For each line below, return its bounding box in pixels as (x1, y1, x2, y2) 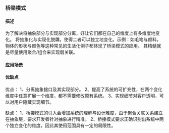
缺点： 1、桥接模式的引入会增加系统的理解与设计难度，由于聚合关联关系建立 (5, 110, 163, 116)
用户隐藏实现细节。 (14, 99, 54, 105)
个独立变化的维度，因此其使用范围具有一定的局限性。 (5, 122, 116, 128)
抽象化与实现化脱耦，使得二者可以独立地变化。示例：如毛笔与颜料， (19, 36, 161, 42)
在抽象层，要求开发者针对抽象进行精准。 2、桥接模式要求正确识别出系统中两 (5, 116, 164, 122)
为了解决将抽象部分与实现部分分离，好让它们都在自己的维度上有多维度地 (5, 30, 155, 36)
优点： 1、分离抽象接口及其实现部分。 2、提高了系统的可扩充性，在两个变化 (5, 86, 163, 92)
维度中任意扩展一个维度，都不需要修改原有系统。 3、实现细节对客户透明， (5, 93, 160, 99)
